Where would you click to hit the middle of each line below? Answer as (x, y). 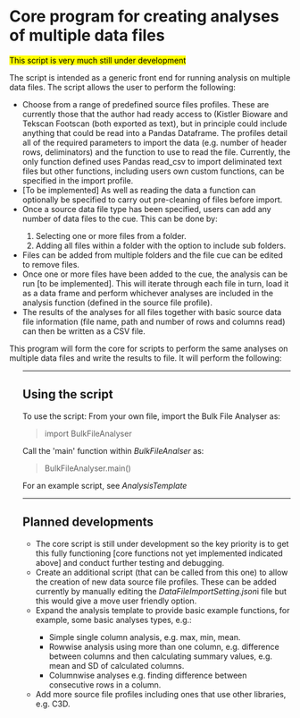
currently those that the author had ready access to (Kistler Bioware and (155, 114)
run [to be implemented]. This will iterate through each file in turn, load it (155, 283)
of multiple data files (87, 35)
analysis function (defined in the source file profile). (117, 303)
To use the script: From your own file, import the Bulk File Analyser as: (151, 416)
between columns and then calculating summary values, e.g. (161, 656)
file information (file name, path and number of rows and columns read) (154, 321)
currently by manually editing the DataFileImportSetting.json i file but (161, 591)
